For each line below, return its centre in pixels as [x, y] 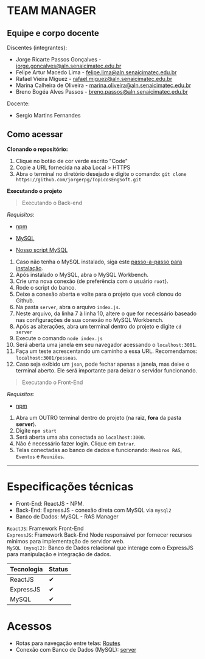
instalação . [30, 268]
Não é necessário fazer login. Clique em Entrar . [76, 443]
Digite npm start [36, 430]
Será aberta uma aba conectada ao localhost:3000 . [80, 437]
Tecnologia [26, 569]
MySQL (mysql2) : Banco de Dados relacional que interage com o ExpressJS [100, 548]
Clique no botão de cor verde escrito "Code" [72, 161]
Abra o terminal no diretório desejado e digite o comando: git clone [101, 173]
